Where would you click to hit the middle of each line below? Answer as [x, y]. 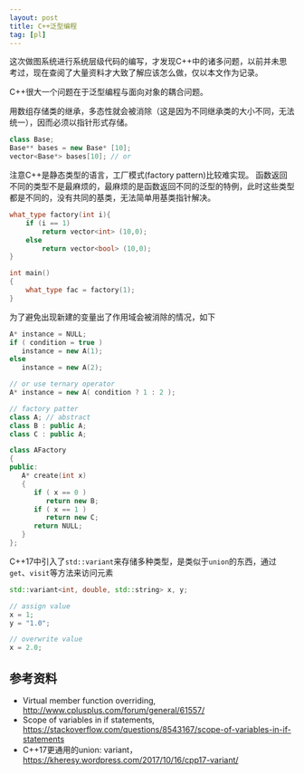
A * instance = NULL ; [48, 334]
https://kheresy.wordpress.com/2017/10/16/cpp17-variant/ [130, 760]
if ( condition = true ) [56, 342]
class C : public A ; [48, 434]
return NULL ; [58, 526]
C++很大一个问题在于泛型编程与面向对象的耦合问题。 [109, 92]
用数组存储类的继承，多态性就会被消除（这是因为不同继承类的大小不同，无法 [152, 111]
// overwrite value [46, 639]
